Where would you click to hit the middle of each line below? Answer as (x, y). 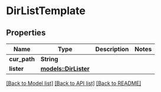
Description (112, 49)
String (49, 59)
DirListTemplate (46, 11)
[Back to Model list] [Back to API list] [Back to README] (74, 83)
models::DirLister (65, 69)
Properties (26, 33)
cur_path (22, 59)
